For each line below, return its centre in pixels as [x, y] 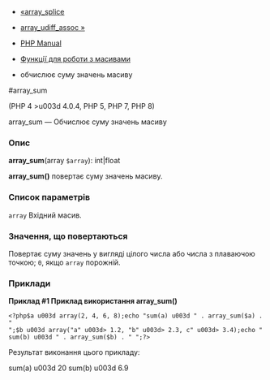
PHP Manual [41, 43]
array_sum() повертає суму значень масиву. [86, 176]
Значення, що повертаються [68, 236]
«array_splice [42, 12]
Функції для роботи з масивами [75, 59]
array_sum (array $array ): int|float [64, 161]
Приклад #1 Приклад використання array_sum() [93, 301]
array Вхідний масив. [45, 215]
